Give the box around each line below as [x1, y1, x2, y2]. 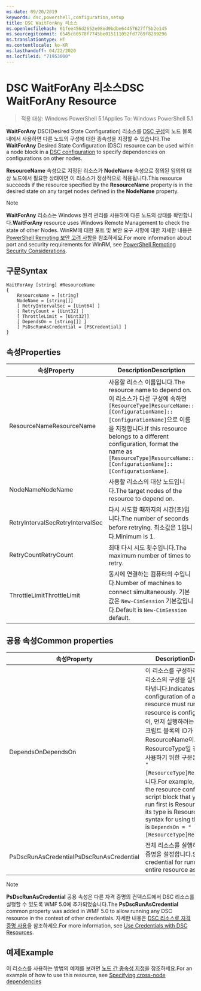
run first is [145, 800, 173, 808]
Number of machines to [115, 579, 182, 588]
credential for [145, 858, 183, 866]
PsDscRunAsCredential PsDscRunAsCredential [9, 853, 139, 861]
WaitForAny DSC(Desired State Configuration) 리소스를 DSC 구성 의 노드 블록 [6, 127, 193, 135]
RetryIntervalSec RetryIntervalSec [9, 519, 103, 527]
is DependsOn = [145, 823, 185, 831]
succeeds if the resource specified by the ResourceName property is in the [6, 181, 193, 188]
